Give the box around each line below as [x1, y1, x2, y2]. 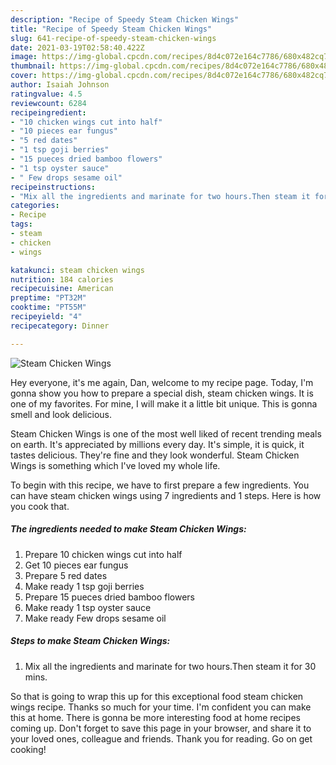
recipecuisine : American [10, 284, 114, 294]
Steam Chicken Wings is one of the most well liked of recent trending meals [10, 427, 322, 440]
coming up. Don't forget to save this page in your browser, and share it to [10, 722, 312, 734]
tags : [10, 219, 33, 230]
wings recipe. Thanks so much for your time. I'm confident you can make [10, 701, 312, 713]
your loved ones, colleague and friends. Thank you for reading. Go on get [10, 732, 313, 745]
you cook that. [10, 500, 70, 512]
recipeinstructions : [10, 182, 97, 192]
